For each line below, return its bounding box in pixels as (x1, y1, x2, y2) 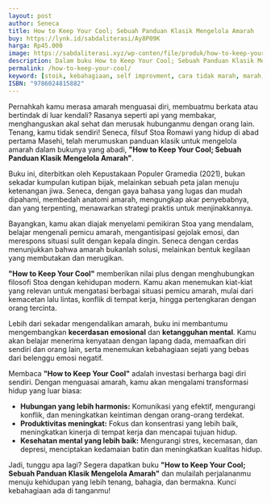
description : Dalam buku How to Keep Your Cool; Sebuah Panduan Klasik (8, 57, 254, 65)
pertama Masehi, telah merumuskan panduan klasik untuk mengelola (8, 136, 237, 145)
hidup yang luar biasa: (8, 385, 82, 396)
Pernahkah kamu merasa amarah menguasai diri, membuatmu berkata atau (8, 102, 258, 111)
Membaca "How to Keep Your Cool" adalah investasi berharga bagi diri (8, 368, 247, 378)
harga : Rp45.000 (8, 42, 63, 50)
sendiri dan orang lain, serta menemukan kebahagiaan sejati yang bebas (8, 344, 250, 354)
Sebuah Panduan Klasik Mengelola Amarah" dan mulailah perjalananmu (8, 468, 252, 478)
